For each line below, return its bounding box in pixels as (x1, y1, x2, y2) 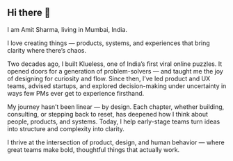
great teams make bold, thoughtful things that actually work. (7, 145, 180, 153)
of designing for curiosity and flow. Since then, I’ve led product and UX (7, 74, 211, 83)
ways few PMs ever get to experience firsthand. (7, 89, 145, 97)
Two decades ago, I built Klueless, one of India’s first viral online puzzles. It (7, 60, 223, 68)
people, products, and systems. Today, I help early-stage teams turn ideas (7, 117, 220, 126)
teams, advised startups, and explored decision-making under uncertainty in (7, 81, 227, 90)
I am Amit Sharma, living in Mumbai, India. (7, 25, 127, 33)
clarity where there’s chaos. (7, 46, 87, 54)
